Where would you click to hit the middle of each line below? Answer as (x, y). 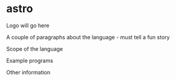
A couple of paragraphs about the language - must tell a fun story (88, 37)
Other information (28, 72)
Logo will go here (28, 25)
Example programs (30, 60)
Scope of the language (35, 49)
